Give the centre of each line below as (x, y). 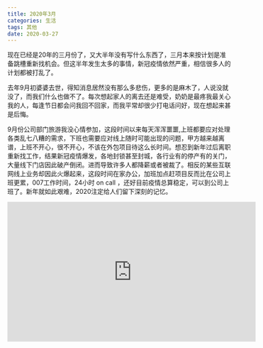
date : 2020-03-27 (33, 34)
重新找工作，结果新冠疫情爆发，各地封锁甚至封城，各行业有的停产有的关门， (119, 156)
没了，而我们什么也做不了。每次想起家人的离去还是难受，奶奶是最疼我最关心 (119, 97)
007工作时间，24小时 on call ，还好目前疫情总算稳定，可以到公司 (127, 183)
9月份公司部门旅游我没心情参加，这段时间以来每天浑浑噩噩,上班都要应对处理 (119, 129)
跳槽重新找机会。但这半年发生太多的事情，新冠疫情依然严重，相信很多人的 (122, 64)
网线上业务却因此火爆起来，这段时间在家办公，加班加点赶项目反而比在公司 (116, 174)
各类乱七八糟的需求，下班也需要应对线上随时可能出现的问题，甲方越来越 (113, 138)
